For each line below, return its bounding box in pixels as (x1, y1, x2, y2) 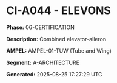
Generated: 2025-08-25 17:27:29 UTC (6, 70, 102, 78)
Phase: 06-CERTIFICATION (6, 24, 75, 31)
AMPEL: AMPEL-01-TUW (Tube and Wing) (6, 47, 112, 55)
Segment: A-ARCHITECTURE (6, 59, 80, 66)
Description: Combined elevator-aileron (6, 35, 107, 42)
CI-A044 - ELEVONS (6, 4, 111, 18)
